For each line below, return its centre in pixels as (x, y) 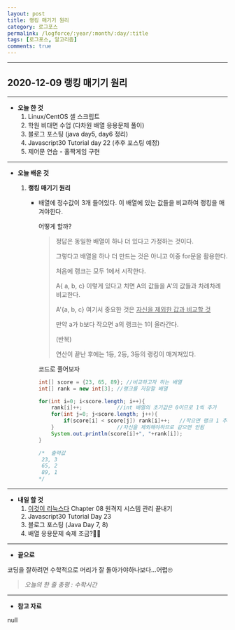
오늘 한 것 (30, 107)
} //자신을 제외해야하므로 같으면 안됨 (128, 428)
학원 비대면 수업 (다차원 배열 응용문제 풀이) (86, 125)
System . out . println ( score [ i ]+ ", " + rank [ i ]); (117, 434)
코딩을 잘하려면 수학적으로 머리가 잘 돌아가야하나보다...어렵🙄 (90, 570)
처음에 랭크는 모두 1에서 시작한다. (101, 271)
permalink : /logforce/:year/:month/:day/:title (78, 33)
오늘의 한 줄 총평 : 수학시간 (61, 584)
